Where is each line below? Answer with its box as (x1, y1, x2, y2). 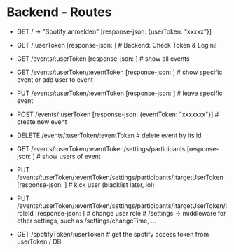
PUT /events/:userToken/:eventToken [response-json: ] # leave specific (16, 89, 223, 97)
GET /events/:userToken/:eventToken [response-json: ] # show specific (16, 68, 223, 76)
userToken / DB (16, 237, 62, 246)
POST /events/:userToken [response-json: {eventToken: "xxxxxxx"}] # (16, 110, 219, 118)
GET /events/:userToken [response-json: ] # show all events (16, 54, 190, 63)
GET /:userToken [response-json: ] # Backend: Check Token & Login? (16, 41, 217, 49)
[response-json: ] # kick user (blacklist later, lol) (16, 180, 155, 189)
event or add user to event (16, 75, 94, 84)
